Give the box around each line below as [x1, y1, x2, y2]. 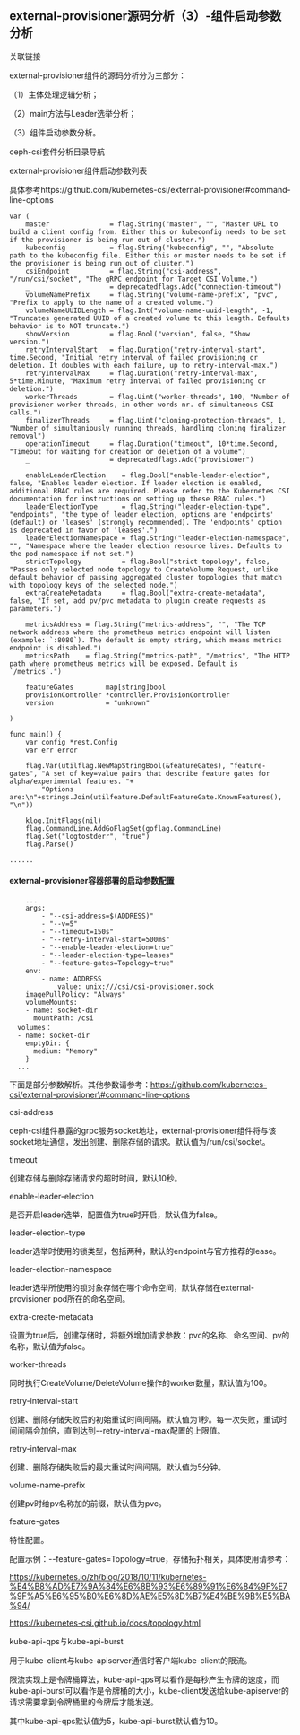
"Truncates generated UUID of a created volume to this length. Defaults [9, 313, 291, 323]
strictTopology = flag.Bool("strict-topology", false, [25, 557, 270, 566]
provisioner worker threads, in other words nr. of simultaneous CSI [9, 400, 275, 409]
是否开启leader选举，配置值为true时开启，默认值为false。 [9, 1209, 222, 1220]
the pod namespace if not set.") [9, 549, 134, 558]
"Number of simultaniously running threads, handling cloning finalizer [9, 423, 287, 432]
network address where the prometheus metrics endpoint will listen [9, 627, 270, 637]
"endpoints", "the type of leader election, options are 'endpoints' [9, 510, 275, 519]
